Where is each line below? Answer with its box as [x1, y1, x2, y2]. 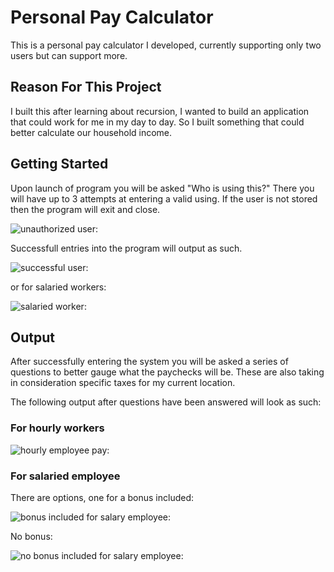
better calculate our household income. [10, 126, 173, 138]
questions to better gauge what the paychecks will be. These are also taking [10, 366, 325, 378]
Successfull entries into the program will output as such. [10, 242, 243, 254]
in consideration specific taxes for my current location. [10, 377, 236, 389]
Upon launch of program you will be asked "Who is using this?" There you [10, 182, 315, 194]
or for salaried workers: [10, 281, 107, 293]
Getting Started [10, 156, 109, 173]
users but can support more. [10, 49, 128, 61]
